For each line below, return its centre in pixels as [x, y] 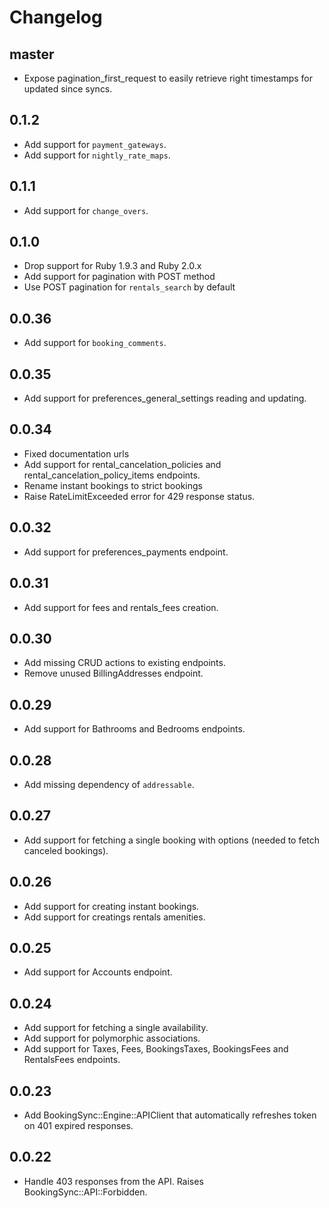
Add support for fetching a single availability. [116, 1028]
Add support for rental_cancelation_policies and [122, 464]
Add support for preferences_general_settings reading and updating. [165, 398]
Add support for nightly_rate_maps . [97, 155]
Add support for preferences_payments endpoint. [126, 552]
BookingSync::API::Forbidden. [85, 1192]
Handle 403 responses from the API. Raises [113, 1181]
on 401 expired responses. [78, 1125]
